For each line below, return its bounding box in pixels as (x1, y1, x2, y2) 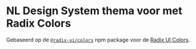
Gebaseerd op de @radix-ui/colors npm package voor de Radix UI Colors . (6, 36, 191, 43)
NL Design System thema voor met (6, 4, 183, 18)
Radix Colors (6, 17, 71, 30)
